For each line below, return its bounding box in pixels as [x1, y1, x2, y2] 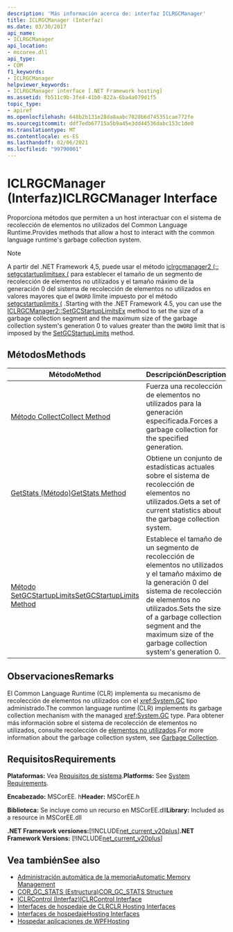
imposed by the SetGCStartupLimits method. [7, 328, 135, 337]
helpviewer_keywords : [7, 81, 70, 88]
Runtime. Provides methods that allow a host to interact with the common [7, 228, 215, 236]
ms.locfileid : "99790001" [7, 146, 82, 153]
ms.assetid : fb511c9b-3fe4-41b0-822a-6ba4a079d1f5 [7, 94, 157, 101]
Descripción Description [146, 369, 227, 379]
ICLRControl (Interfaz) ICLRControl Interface [17, 895, 142, 904]
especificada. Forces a [146, 416, 218, 426]
